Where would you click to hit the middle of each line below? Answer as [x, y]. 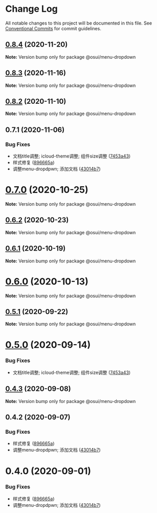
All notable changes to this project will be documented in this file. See [79, 23]
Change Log [31, 9]
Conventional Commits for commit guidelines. [53, 28]
